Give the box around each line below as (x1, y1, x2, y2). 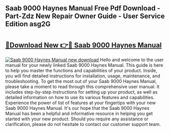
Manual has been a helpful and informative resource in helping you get (5, 111, 153, 116)
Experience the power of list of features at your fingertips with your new (5, 100, 156, 106)
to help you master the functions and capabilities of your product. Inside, (5, 68, 157, 73)
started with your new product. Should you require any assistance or (5, 116, 149, 122)
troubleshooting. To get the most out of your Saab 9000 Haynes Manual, (5, 78, 157, 84)
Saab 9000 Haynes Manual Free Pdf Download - (5, 4, 161, 13)
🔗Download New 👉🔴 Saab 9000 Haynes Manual (5, 40, 162, 50)
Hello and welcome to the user (99, 57, 164, 63)
